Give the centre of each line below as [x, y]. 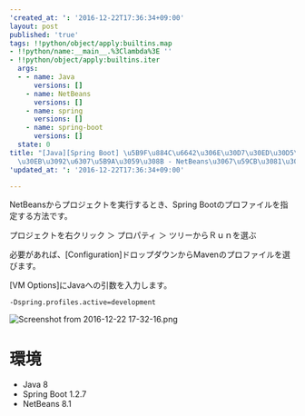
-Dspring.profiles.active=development [83, 302]
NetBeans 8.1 [47, 404]
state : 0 [34, 144]
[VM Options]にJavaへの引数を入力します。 [91, 285]
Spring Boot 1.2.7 [54, 394]
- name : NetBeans [59, 94]
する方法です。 [44, 216]
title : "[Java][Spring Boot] [64, 153]
